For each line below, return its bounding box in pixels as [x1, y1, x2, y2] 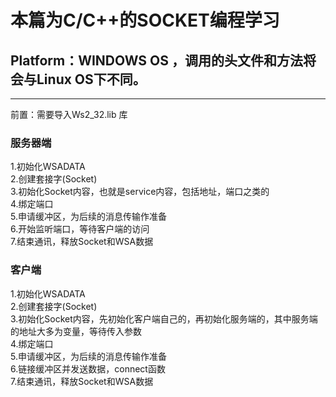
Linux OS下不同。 [36, 71, 147, 88]
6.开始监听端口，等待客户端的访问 [10, 223, 150, 235]
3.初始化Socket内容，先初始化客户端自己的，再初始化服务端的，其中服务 [10, 312, 310, 325]
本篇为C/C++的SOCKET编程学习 [10, 9, 280, 32]
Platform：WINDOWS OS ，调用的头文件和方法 [10, 52, 303, 69]
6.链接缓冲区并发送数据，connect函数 [10, 362, 166, 375]
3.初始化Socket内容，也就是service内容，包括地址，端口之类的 [10, 186, 270, 198]
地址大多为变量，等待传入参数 [18, 325, 142, 337]
